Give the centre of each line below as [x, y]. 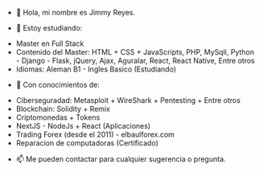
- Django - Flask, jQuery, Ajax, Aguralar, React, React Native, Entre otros [136, 61]
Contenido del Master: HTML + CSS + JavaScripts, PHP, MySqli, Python [135, 52]
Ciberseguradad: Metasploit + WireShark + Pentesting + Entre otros [128, 100]
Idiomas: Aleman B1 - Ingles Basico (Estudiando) [96, 69]
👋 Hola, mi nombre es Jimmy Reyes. [76, 12]
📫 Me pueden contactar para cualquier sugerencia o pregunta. [121, 159]
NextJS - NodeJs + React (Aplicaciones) [83, 126]
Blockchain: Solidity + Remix [63, 109]
